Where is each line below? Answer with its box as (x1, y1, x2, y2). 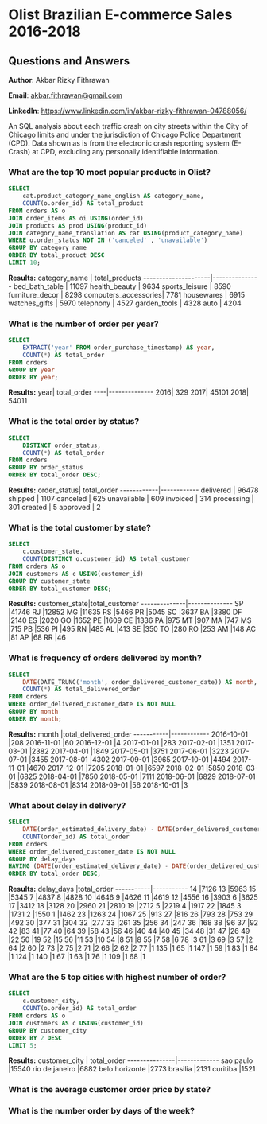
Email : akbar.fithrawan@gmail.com (8, 91, 123, 100)
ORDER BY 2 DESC (8, 1034, 62, 1042)
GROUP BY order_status (8, 464, 83, 472)
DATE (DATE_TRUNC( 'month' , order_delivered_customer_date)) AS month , (22, 678, 258, 686)
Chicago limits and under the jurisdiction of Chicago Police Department (8, 130, 242, 139)
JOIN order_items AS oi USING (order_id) (8, 214, 145, 222)
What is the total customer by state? (8, 522, 151, 533)
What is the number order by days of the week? (8, 1106, 195, 1117)
